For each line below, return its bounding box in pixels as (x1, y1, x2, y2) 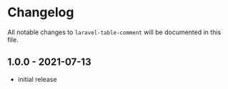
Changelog (7, 4, 74, 21)
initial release (17, 75, 57, 83)
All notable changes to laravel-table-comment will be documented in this (7, 28, 222, 36)
